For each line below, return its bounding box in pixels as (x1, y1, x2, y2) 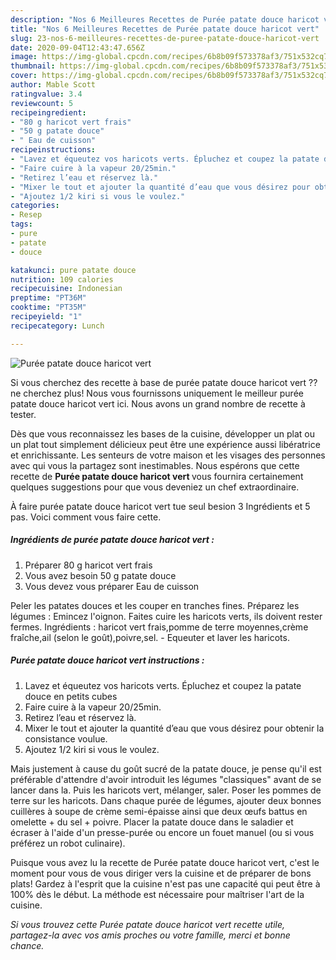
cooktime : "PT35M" (10, 302, 87, 313)
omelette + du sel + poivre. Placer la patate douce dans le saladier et (10, 816, 294, 828)
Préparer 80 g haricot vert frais (24, 559, 153, 571)
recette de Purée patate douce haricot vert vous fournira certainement (10, 470, 304, 482)
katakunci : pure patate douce (10, 265, 137, 275)
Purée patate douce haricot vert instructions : (10, 654, 205, 666)
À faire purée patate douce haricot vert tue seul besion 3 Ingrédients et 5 (10, 500, 311, 512)
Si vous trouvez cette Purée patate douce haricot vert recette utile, (10, 918, 286, 930)
